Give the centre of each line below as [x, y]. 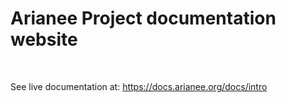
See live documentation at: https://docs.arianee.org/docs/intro [139, 86]
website [44, 39]
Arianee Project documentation [143, 18]
